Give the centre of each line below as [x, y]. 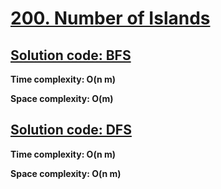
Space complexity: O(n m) [66, 173]
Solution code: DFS [71, 130]
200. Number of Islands [110, 18]
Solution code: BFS [71, 55]
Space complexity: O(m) [62, 98]
